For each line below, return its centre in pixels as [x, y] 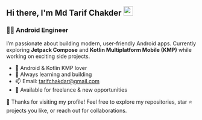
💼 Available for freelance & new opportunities [71, 90]
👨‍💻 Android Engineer [37, 30]
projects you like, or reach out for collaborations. [67, 110]
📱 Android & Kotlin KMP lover [51, 68]
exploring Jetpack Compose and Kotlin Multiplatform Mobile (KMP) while [99, 49]
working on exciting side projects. [48, 56]
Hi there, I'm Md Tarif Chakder [64, 13]
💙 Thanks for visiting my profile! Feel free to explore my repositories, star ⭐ [99, 102]
